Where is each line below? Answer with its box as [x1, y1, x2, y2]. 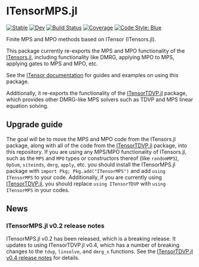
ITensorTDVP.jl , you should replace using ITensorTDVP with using [6, 180, 166, 187]
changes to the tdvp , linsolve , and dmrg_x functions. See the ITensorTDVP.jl [6, 248, 193, 255]
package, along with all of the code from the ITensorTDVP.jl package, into [6, 142, 188, 149]
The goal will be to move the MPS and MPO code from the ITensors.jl [6, 135, 176, 142]
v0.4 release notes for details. [6, 254, 80, 262]
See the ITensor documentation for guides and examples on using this [6, 71, 179, 78]
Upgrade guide [6, 120, 63, 130]
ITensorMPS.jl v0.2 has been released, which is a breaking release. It [6, 235, 176, 242]
